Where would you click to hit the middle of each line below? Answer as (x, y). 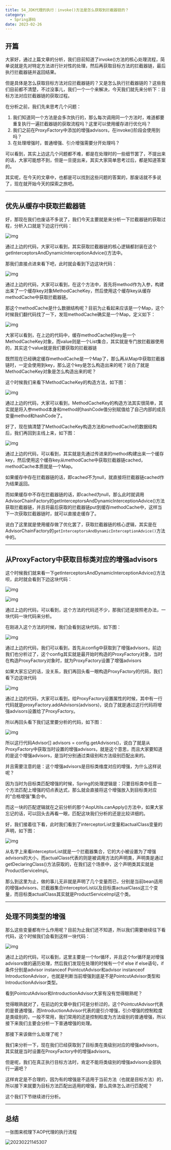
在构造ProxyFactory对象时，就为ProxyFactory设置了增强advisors (73, 660)
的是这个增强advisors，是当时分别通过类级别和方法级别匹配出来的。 (77, 755)
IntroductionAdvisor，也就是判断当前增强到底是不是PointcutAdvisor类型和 (83, 976)
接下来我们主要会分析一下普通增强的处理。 (50, 1023)
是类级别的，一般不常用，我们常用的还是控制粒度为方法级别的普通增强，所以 (85, 1017)
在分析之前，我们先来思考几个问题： (43, 107)
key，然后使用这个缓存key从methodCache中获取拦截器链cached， (76, 460)
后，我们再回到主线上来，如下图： (41, 433)
